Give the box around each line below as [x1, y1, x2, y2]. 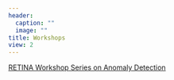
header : [8, 11, 34, 20]
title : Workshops [8, 33, 66, 42]
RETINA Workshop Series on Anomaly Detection [8, 63, 166, 72]
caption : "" [15, 19, 56, 27]
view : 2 [8, 41, 34, 49]
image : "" [15, 26, 48, 34]
